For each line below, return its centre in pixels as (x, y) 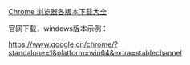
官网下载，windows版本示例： (58, 29)
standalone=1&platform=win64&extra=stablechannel (95, 53)
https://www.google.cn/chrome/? (63, 44)
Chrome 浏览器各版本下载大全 (58, 11)
